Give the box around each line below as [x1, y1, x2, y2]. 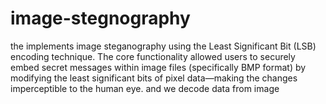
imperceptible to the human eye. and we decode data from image [10, 82, 280, 94]
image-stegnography [10, 7, 191, 30]
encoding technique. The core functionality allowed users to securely [10, 50, 296, 62]
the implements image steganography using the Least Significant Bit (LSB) [10, 40, 317, 52]
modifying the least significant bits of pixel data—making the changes [10, 72, 298, 84]
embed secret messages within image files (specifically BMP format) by [10, 61, 307, 73]
